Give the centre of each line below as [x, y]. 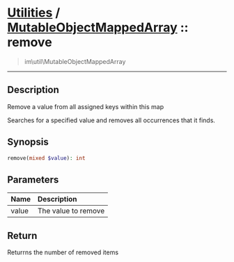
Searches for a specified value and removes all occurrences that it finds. [111, 120]
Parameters [33, 180]
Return [22, 235]
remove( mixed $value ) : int [46, 158]
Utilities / [34, 13]
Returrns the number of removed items [63, 252]
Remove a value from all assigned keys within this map [86, 106]
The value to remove [71, 211]
